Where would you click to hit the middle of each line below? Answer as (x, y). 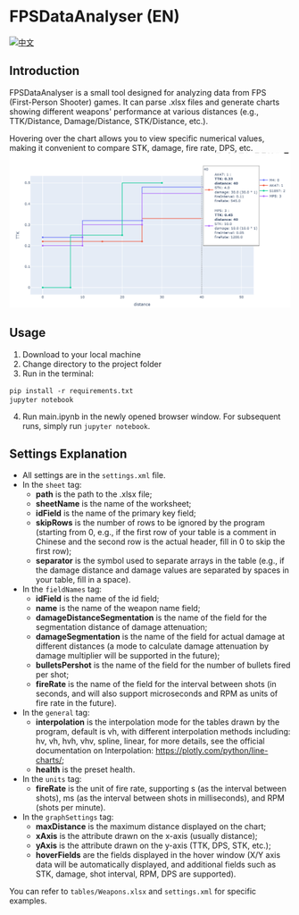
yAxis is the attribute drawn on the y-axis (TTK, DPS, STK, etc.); (153, 845)
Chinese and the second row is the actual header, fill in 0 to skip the (160, 541)
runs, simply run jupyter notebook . (86, 425)
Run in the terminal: (58, 374)
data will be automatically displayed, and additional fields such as (156, 865)
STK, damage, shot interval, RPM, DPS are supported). (136, 874)
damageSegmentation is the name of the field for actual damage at (160, 637)
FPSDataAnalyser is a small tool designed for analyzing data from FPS (138, 92)
